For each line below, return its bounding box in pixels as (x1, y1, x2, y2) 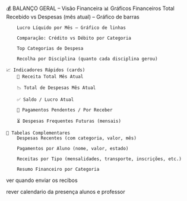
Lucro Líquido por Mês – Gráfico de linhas (17, 25, 126, 31)
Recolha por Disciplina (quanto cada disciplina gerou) (17, 56, 159, 62)
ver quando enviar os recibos (6, 177, 78, 184)
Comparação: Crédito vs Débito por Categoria (17, 35, 132, 41)
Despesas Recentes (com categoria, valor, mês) (17, 135, 137, 141)
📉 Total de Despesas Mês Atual (17, 85, 96, 91)
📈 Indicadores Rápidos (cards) (6, 67, 85, 73)
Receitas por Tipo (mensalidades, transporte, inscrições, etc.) (17, 156, 182, 162)
